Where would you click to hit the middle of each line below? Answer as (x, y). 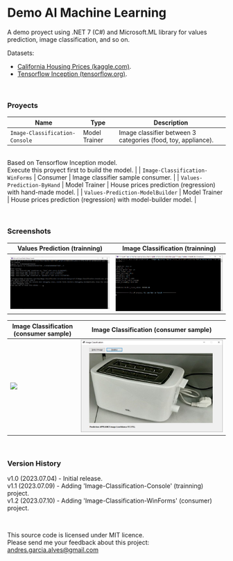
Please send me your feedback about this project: (78, 543)
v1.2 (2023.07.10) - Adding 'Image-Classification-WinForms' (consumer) (110, 501)
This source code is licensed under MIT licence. (76, 535)
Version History (34, 463)
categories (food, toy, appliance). (166, 140)
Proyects (23, 105)
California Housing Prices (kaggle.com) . (74, 66)
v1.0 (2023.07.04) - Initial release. (55, 479)
